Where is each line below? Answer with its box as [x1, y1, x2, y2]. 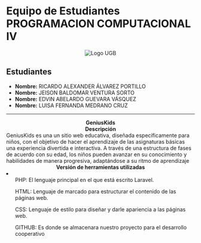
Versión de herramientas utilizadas [56, 163, 145, 171]
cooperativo [14, 230, 45, 237]
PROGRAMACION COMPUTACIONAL [6, 17, 191, 31]
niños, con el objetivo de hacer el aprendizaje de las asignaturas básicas [6, 138, 185, 145]
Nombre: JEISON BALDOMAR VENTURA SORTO [14, 89, 135, 96]
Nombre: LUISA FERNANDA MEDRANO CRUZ [14, 102, 128, 109]
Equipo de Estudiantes [6, 4, 120, 18]
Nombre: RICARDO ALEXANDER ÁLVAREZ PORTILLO [14, 83, 147, 90]
